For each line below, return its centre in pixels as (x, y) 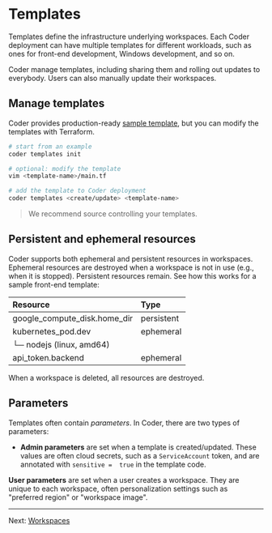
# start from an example (50, 147)
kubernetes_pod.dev (52, 331)
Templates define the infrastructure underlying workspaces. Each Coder (129, 36)
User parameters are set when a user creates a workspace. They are (124, 480)
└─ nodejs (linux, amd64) (61, 344)
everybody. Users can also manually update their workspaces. (113, 78)
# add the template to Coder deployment (78, 191)
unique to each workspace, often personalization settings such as (118, 488)
